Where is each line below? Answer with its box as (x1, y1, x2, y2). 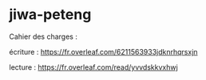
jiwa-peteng (9, 6, 92, 24)
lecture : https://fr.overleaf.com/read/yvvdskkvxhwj (9, 62, 178, 72)
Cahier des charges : (9, 32, 78, 41)
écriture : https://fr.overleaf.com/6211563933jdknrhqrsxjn (9, 47, 198, 56)
